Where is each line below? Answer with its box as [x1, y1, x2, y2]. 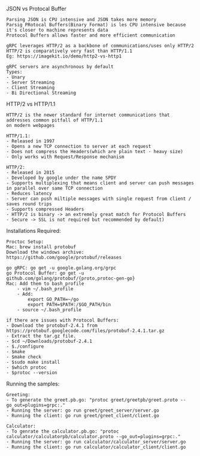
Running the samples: [6, 380, 60, 387]
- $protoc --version [6, 370, 58, 376]
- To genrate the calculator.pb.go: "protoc [6, 428, 119, 434]
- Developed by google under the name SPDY [6, 175, 117, 181]
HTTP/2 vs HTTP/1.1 [6, 101, 56, 107]
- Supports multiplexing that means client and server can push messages [6, 180, 195, 186]
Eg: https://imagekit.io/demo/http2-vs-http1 [6, 53, 122, 59]
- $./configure [6, 343, 44, 349]
